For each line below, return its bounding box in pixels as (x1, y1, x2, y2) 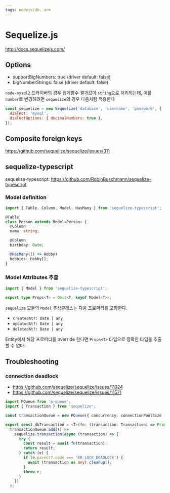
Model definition (5, 194, 47, 201)
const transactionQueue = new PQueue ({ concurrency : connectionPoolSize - (5, 413, 166, 418)
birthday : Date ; (10, 242, 44, 248)
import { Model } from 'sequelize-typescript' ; (5, 285, 108, 291)
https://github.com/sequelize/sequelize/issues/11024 (12, 384, 123, 390)
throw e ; (23, 469, 42, 474)
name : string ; (10, 229, 39, 234)
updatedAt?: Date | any (12, 321, 63, 326)
